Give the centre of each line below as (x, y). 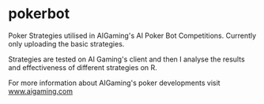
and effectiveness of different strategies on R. (83, 67)
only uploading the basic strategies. (66, 43)
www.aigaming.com (41, 91)
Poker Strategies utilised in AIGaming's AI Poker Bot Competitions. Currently (132, 35)
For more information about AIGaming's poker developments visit (114, 83)
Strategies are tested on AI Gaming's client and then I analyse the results (126, 59)
